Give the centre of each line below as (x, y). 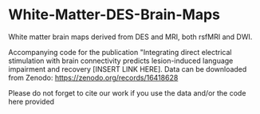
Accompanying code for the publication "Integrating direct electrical (120, 52)
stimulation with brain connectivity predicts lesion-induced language (121, 61)
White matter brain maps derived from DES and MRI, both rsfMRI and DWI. (130, 37)
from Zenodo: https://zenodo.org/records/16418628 (93, 77)
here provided (31, 101)
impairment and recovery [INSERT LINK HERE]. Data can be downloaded (128, 69)
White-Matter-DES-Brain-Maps (114, 15)
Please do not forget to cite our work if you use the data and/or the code (127, 92)
